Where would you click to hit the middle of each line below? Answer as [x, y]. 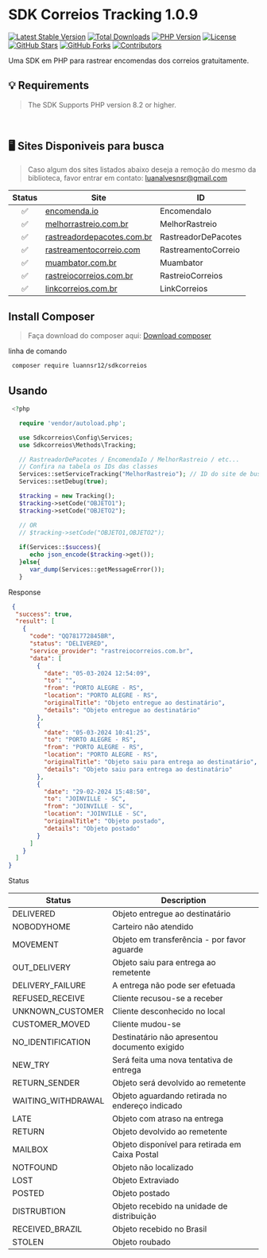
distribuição [134, 1217]
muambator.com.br [81, 263]
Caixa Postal [135, 1155]
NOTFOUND [35, 1167]
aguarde [128, 950]
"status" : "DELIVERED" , [69, 644]
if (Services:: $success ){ [60, 547]
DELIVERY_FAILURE [49, 986]
